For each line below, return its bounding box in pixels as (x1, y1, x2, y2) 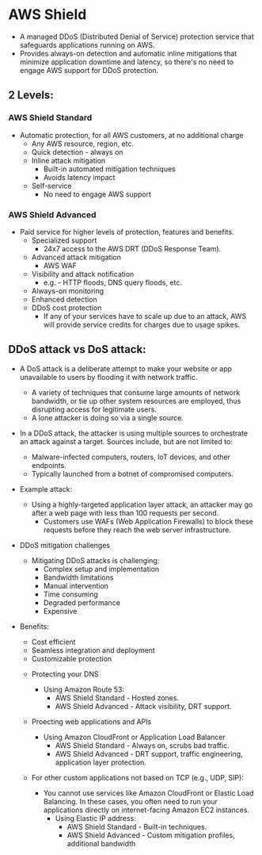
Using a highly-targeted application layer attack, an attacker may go (31, 500, 253, 509)
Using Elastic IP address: (55, 813, 136, 822)
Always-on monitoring (31, 286, 104, 295)
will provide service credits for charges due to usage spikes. (43, 320, 240, 329)
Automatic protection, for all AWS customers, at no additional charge (19, 130, 244, 140)
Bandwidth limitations (43, 573, 114, 582)
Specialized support (31, 236, 97, 245)
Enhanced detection (31, 294, 97, 304)
